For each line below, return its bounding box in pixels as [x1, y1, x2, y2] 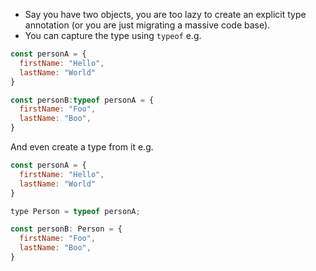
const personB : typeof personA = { [10, 95, 155, 105]
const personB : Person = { [10, 224, 123, 234]
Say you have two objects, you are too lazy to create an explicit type [24, 9, 307, 20]
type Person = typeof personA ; [10, 206, 141, 216]
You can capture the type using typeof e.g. [24, 30, 202, 41]
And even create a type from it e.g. [10, 141, 154, 153]
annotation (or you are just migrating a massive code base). [24, 19, 271, 31]
